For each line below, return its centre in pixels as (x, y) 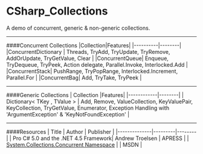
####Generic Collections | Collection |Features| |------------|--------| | (95, 95)
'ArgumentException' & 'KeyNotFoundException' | (68, 114)
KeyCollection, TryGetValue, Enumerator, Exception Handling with (88, 108)
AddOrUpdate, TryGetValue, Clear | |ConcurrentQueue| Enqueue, (88, 58)
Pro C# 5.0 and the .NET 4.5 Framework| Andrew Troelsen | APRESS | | (101, 138)
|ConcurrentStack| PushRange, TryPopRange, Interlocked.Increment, (92, 71)
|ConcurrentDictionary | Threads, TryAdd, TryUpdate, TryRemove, (88, 52)
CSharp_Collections (57, 11)
